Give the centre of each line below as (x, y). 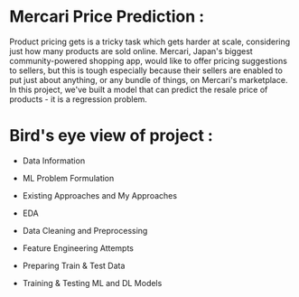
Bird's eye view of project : (112, 136)
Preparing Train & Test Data (74, 265)
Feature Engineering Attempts (78, 248)
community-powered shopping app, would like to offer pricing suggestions (148, 60)
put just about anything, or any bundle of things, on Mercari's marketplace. (149, 79)
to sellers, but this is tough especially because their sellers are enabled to (146, 70)
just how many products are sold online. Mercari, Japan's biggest (131, 51)
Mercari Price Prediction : (107, 17)
